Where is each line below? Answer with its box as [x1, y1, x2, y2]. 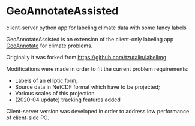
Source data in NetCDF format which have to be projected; [14, 83, 160, 91]
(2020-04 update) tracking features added [14, 96, 121, 103]
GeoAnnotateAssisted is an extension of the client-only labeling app [6, 35, 174, 43]
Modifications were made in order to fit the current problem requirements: [6, 65, 189, 73]
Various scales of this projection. [14, 89, 96, 97]
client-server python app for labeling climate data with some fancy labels [6, 24, 187, 31]
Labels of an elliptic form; [14, 77, 78, 84]
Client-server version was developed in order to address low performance [6, 107, 190, 115]
